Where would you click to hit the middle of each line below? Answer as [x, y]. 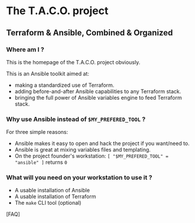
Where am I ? [25, 50]
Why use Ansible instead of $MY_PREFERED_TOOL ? [76, 119]
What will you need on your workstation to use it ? [79, 178]
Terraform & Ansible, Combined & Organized [90, 33]
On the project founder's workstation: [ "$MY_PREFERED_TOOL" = [91, 156]
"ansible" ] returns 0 [41, 162]
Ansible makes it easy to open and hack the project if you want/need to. [102, 143]
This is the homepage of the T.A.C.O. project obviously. [73, 62]
